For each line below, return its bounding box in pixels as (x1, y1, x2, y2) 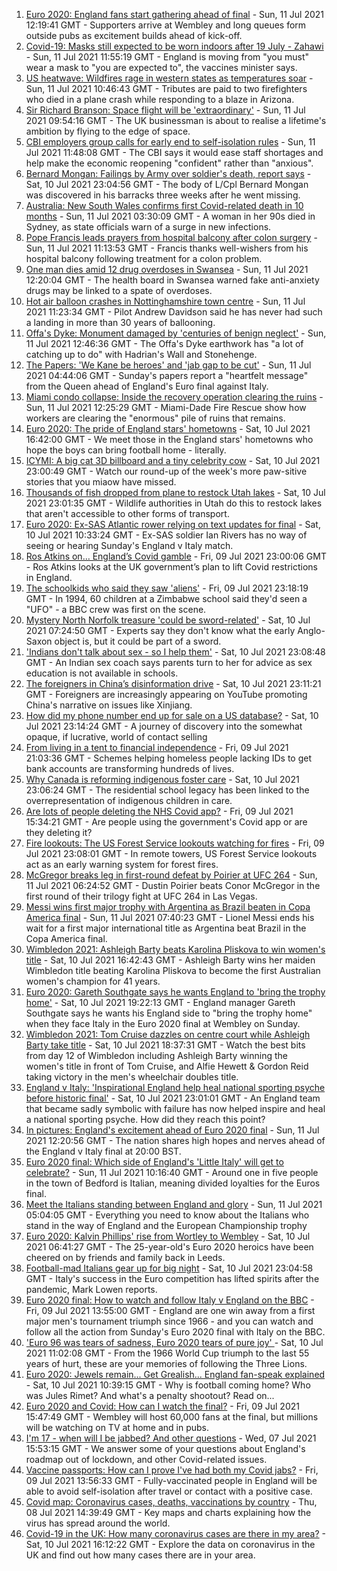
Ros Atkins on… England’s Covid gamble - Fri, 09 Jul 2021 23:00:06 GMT (25, 550, 327, 562)
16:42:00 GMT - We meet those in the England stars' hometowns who (25, 434, 314, 445)
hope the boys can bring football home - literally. (25, 444, 227, 456)
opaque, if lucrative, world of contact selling (25, 731, 208, 743)
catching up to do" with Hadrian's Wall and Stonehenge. (25, 349, 258, 360)
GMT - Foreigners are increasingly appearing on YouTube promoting (25, 689, 308, 700)
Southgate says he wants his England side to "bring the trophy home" (25, 1007, 313, 1019)
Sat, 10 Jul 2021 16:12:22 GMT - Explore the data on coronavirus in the (25, 1539, 316, 1550)
